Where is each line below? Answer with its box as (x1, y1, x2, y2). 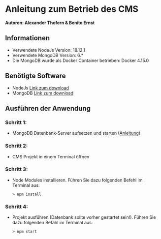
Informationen (5, 34, 50, 42)
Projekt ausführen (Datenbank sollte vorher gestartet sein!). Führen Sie (12, 214, 156, 220)
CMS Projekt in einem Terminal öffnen (12, 153, 90, 159)
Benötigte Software (5, 72, 66, 80)
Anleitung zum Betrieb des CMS (5, 3, 139, 15)
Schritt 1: (5, 119, 27, 126)
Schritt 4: (5, 203, 28, 210)
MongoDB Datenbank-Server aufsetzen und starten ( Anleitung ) (12, 130, 141, 136)
